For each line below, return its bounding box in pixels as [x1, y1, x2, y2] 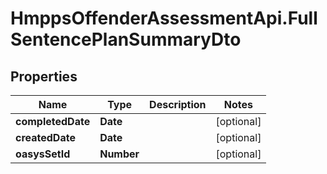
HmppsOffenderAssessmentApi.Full [10, 7, 318, 30]
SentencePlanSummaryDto [10, 28, 242, 51]
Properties [10, 68, 78, 85]
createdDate [15, 131, 76, 144]
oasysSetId [15, 147, 71, 161]
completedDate [15, 115, 91, 128]
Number [99, 147, 140, 161]
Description [149, 98, 207, 111]
